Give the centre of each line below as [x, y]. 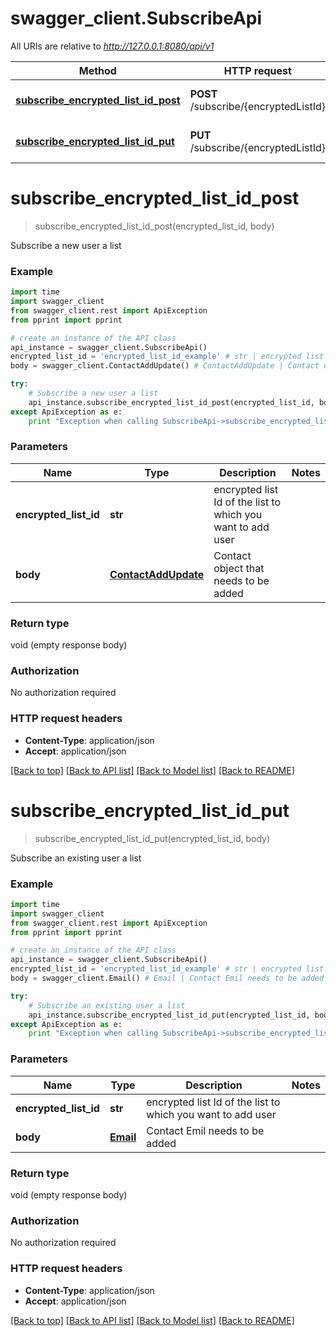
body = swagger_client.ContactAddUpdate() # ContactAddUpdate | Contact [165, 366]
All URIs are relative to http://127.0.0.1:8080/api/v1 [112, 46]
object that [239, 568]
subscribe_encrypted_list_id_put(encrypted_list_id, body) [152, 838]
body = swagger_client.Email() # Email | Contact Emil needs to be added [167, 978]
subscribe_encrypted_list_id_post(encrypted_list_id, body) [154, 226]
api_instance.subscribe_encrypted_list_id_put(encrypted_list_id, [169, 1015]
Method [97, 70]
